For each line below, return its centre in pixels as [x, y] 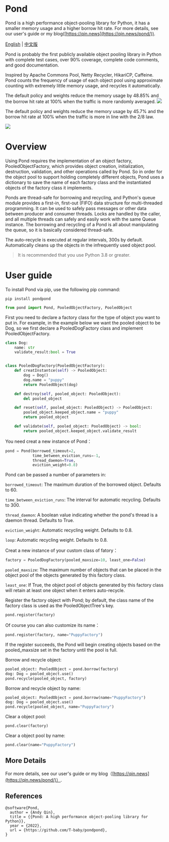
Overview [26, 147]
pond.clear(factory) [27, 726]
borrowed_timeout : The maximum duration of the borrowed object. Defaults [83, 484]
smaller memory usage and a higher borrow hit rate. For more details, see [82, 28]
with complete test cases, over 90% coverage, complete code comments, [82, 59]
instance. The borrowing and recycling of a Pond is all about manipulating [82, 224]
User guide [29, 276]
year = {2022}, [26, 826]
